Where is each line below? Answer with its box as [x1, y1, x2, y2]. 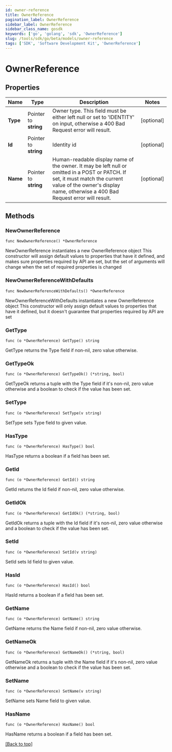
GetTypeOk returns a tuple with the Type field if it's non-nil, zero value [5, 380, 154, 387]
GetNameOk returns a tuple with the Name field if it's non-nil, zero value [5, 659, 158, 665]
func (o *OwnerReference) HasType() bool [5, 444, 95, 449]
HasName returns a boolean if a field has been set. [5, 731, 113, 737]
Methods [5, 212, 35, 220]
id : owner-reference [5, 7, 50, 13]
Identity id [52, 141, 77, 148]
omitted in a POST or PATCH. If [52, 169, 126, 176]
